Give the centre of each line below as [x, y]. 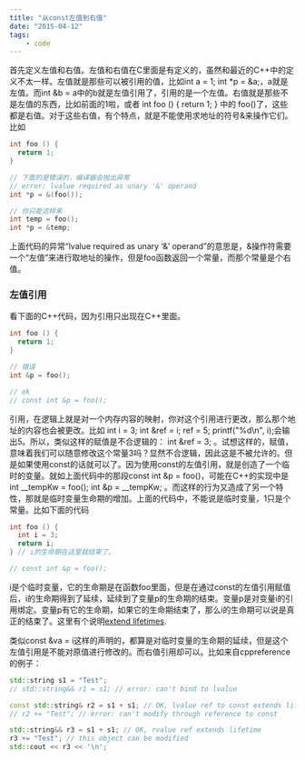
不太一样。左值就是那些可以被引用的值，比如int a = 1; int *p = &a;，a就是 [152, 82]
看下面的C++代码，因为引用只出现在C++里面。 [98, 316]
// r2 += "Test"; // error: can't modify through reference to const [144, 714]
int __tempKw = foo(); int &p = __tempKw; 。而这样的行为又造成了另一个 [143, 486]
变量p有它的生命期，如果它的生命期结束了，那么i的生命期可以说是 [163, 609]
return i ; [36, 544]
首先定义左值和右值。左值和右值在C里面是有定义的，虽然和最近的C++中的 [148, 70]
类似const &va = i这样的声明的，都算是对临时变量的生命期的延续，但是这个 [149, 640]
